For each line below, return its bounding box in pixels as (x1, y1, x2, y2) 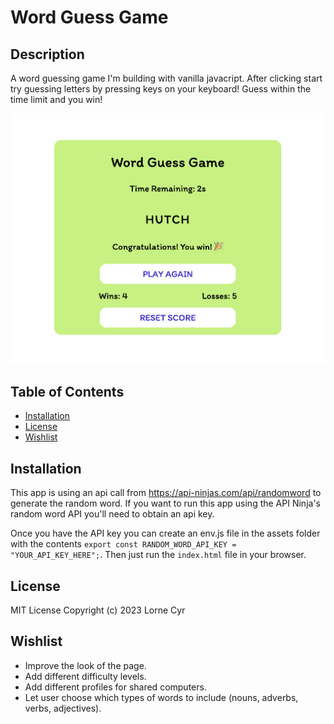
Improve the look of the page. (24, 659, 147, 671)
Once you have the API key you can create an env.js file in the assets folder (10, 527, 321, 540)
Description (10, 46, 85, 63)
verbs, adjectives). (24, 702, 102, 714)
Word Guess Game (10, 6, 169, 29)
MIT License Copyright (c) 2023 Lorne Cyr (10, 604, 186, 616)
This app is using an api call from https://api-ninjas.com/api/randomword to (10, 487, 322, 499)
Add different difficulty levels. (24, 670, 147, 682)
